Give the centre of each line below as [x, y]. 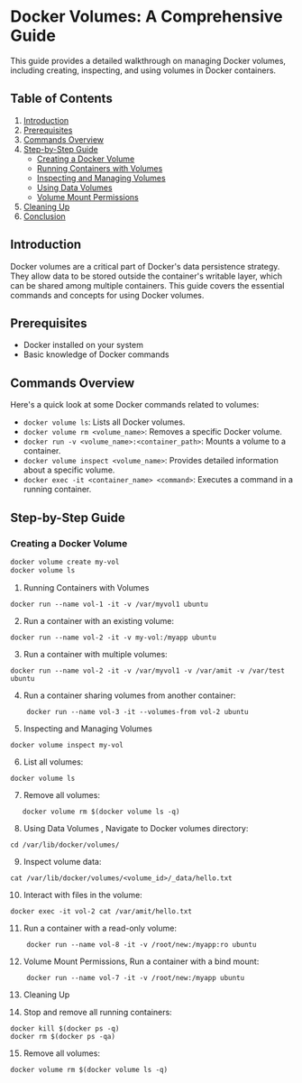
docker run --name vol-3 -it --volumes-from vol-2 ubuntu [137, 711]
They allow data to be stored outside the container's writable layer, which [146, 276]
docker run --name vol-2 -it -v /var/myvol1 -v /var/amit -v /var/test [147, 670]
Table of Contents [62, 99]
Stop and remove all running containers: [97, 1012]
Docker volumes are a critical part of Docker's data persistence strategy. [145, 266]
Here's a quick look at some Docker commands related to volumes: [135, 405]
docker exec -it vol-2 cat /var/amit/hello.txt [101, 911]
